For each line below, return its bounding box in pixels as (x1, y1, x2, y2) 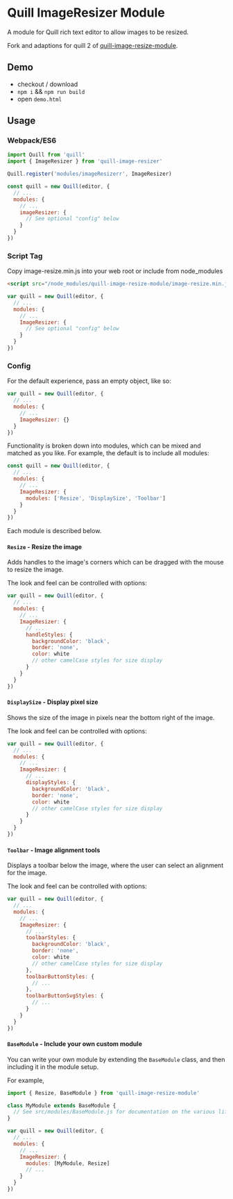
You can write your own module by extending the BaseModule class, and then (7, 1055, 225, 1063)
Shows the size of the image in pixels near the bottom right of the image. (7, 713, 215, 721)
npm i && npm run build (17, 87, 85, 95)
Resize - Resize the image (7, 542, 82, 550)
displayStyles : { (25, 779, 76, 786)
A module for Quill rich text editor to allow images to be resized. (7, 28, 189, 36)
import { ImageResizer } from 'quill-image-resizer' (7, 158, 163, 165)
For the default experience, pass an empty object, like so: (7, 377, 171, 385)
